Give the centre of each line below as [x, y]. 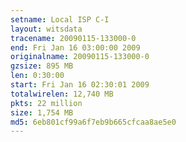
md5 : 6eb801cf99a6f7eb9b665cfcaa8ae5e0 [93, 122]
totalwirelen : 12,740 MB [62, 94]
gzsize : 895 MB [42, 66]
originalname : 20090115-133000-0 [80, 57]
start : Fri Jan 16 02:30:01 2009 [80, 85]
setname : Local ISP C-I [60, 19]
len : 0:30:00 [37, 76]
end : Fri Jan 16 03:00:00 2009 [75, 47]
